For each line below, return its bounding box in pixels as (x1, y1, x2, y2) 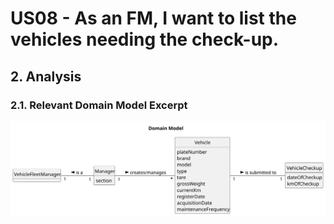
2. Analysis (10, 68, 82, 85)
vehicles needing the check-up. (10, 28, 280, 51)
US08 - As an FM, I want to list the (10, 7, 297, 30)
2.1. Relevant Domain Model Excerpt (10, 98, 188, 112)
